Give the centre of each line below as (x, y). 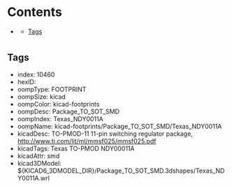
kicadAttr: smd (38, 156)
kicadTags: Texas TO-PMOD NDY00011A (76, 148)
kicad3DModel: (39, 163)
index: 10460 (36, 75)
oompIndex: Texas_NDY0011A (60, 118)
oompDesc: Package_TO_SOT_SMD (68, 111)
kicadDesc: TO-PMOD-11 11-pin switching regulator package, (105, 134)
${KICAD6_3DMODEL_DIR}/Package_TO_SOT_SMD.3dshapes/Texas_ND (121, 171)
